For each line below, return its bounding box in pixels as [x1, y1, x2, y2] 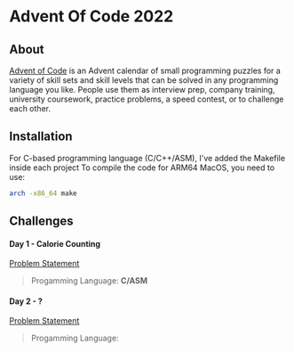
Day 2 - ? [9, 296, 43, 307]
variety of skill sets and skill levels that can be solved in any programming [9, 75, 279, 86]
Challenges [9, 214, 74, 229]
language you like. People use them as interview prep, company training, [9, 85, 275, 94]
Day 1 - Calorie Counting [9, 238, 100, 249]
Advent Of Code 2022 [9, 6, 174, 27]
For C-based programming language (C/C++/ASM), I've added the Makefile [9, 152, 286, 163]
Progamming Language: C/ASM [30, 275, 148, 286]
